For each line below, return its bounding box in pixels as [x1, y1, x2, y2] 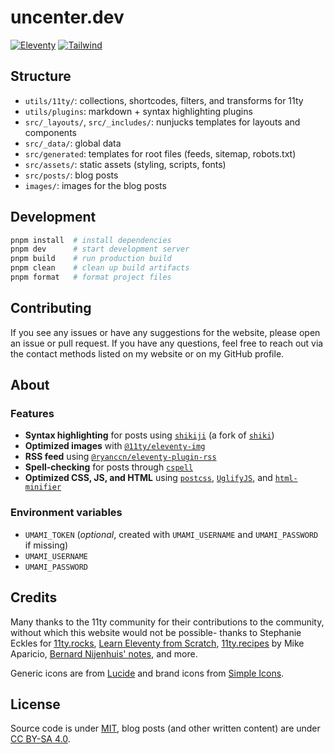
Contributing [10, 300, 92, 317]
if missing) [24, 539, 69, 551]
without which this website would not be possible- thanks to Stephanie [10, 626, 302, 638]
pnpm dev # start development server [10, 244, 190, 255]
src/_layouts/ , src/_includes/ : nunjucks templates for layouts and [24, 116, 301, 128]
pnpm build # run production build [10, 254, 172, 264]
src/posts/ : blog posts [24, 169, 119, 181]
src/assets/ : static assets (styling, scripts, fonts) [24, 158, 227, 170]
